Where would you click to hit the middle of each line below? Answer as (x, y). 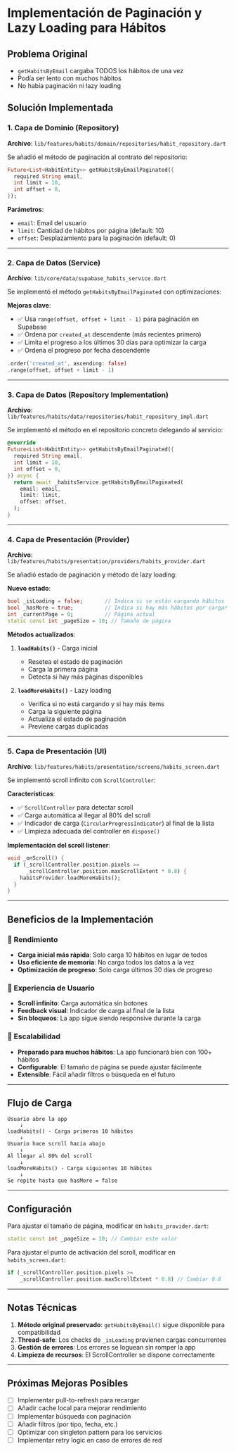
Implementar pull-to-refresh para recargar (78, 1400)
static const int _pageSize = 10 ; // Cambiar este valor (92, 1239)
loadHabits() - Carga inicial (58, 648)
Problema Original (47, 54)
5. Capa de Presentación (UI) (57, 751)
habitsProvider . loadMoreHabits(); (70, 878)
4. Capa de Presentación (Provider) (68, 539)
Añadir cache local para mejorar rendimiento (82, 1408)
